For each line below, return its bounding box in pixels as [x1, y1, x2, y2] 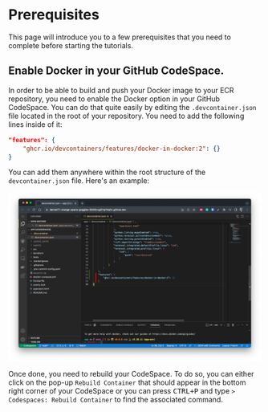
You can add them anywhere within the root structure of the [8, 167, 206, 177]
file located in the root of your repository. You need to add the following [8, 111, 245, 120]
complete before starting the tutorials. [8, 40, 134, 50]
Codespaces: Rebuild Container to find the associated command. [8, 395, 223, 405]
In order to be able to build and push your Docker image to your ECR [8, 85, 234, 95]
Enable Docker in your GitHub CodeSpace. [8, 64, 225, 78]
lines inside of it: [8, 119, 63, 129]
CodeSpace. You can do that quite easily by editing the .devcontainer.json [8, 102, 257, 112]
